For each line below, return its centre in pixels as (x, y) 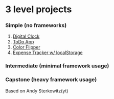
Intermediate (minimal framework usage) (57, 66)
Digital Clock (26, 36)
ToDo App (23, 42)
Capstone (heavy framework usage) (51, 80)
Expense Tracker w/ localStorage (48, 53)
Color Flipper (27, 47)
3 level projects (39, 9)
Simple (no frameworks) (36, 26)
